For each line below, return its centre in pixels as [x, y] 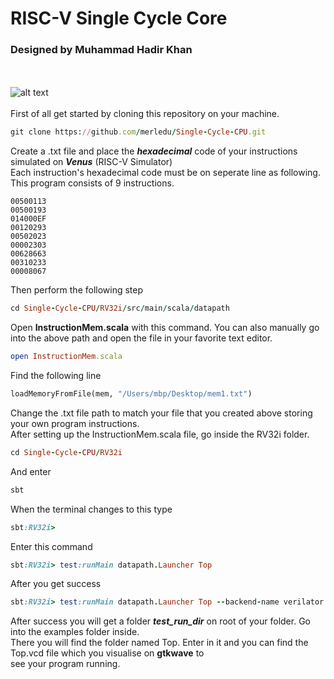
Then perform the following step [77, 290]
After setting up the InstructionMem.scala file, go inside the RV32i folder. [160, 434]
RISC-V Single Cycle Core [119, 18]
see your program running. [65, 664]
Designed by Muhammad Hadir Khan [101, 50]
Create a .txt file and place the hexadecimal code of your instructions [154, 151]
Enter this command [51, 546]
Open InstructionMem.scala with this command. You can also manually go [165, 328]
